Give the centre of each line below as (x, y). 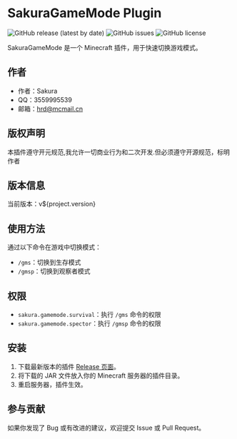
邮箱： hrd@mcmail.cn (50, 109)
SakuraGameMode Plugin (85, 13)
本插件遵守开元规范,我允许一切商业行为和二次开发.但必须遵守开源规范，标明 (119, 152)
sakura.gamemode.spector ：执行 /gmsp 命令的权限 (90, 323)
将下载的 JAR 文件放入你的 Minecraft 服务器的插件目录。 (101, 375)
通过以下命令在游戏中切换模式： (54, 247)
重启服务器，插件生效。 (52, 384)
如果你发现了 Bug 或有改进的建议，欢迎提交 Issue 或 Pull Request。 (106, 428)
